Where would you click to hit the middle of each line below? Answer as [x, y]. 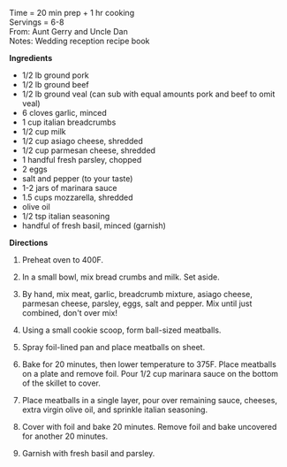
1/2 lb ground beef [56, 84]
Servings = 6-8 [37, 22]
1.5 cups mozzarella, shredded [78, 197]
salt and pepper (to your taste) [77, 179]
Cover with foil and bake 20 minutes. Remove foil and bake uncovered [149, 427]
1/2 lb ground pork [56, 75]
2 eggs [34, 169]
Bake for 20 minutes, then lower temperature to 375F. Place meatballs [149, 364]
